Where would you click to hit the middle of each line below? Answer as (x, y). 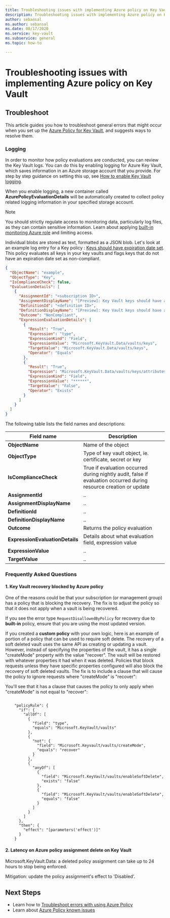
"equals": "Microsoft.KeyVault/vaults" (74, 728)
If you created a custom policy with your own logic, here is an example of (82, 634)
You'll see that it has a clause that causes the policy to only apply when (79, 687)
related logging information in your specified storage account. (70, 202)
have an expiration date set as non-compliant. (53, 259)
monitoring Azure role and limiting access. (49, 233)
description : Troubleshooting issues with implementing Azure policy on (83, 15)
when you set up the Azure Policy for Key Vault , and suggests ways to (78, 130)
